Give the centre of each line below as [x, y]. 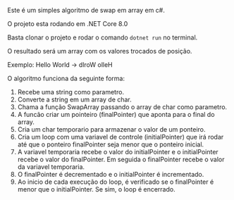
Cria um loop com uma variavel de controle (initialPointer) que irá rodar [121, 137]
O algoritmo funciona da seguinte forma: [66, 78]
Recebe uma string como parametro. [71, 92]
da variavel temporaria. [51, 167]
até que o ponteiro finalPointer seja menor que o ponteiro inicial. [111, 144]
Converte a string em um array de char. [74, 99]
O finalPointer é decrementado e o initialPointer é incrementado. [111, 174]
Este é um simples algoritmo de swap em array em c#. [86, 10]
